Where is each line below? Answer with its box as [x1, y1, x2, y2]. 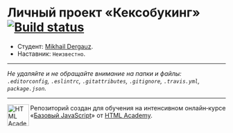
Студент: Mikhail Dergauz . [17, 42, 94, 50]
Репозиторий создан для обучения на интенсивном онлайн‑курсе [30, 103, 226, 112]
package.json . [7, 84, 46, 92]
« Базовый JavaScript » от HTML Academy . [30, 111, 153, 119]
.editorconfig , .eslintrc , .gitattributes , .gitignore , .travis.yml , [7, 76, 200, 85]
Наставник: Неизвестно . [17, 50, 86, 58]
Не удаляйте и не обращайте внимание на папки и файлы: [7, 69, 182, 77]
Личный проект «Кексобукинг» [7, 5, 200, 21]
